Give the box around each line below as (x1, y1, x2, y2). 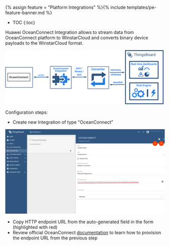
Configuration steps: (5, 109, 48, 115)
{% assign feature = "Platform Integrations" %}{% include (5, 5, 126, 10)
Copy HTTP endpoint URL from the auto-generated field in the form (12, 219, 154, 225)
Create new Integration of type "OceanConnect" (12, 119, 114, 126)
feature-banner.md (5, 10, 45, 16)
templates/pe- (126, 5, 157, 10)
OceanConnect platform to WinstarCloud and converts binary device (5, 35, 148, 40)
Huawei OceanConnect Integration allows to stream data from (5, 29, 134, 35)
